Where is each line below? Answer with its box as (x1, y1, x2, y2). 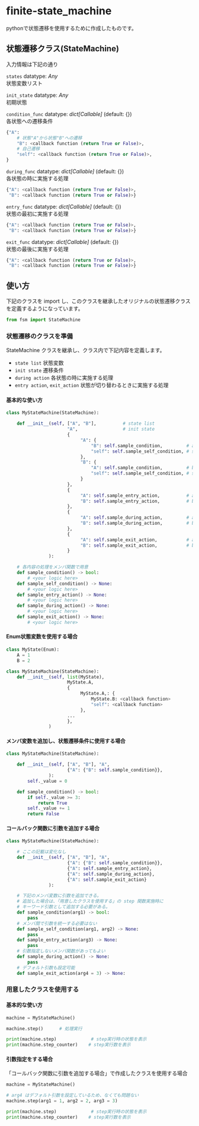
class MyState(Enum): (6, 647, 60, 653)
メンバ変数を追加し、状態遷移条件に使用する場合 (6, 737, 126, 744)
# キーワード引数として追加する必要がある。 (17, 904, 111, 910)
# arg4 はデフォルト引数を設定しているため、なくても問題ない (6, 1093, 139, 1099)
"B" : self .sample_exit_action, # (80, 542, 190, 548)
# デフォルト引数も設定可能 (17, 965, 75, 971)
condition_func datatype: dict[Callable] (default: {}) (6, 110, 132, 117)
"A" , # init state (67, 426, 155, 432)
